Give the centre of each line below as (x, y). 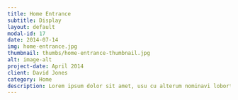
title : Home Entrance (39, 14)
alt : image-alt (30, 60)
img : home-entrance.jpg (42, 46)
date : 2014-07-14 (33, 40)
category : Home (30, 79)
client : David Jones (38, 73)
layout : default (31, 27)
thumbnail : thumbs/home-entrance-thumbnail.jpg (79, 54)
